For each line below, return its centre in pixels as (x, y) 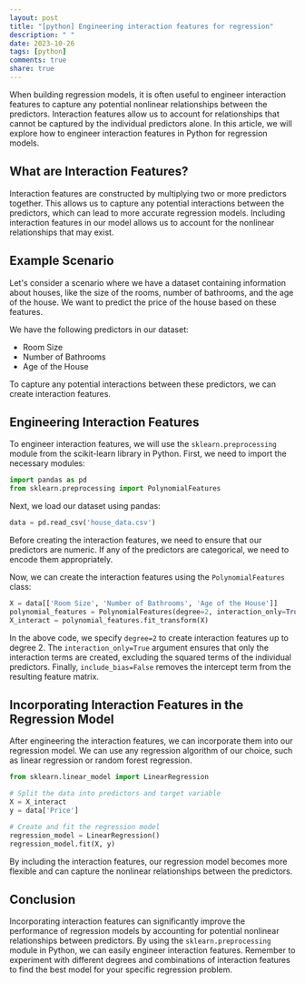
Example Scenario (62, 261)
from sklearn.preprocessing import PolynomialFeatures (115, 489)
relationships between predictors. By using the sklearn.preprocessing (140, 941)
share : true (32, 69)
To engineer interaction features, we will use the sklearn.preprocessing (143, 444)
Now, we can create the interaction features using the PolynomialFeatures (148, 577)
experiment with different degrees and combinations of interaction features (150, 960)
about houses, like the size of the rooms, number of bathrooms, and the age (152, 292)
